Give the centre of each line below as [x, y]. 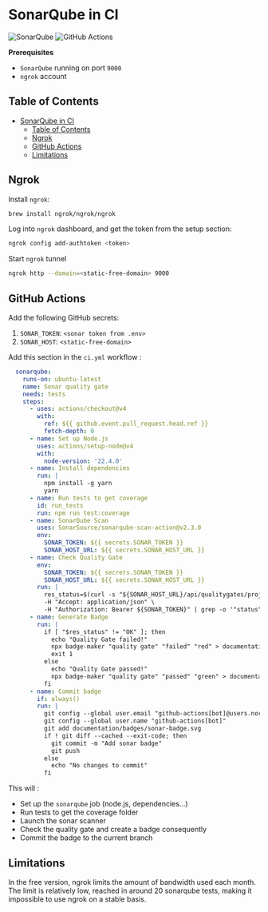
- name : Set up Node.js [69, 438]
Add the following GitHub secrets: [64, 318]
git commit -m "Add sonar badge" [106, 743]
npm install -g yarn [78, 484]
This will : [24, 788]
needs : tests [44, 394]
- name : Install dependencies [79, 468]
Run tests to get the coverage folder [79, 812]
